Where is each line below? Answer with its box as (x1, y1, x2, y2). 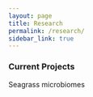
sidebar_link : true (8, 34, 74, 43)
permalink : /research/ (8, 27, 85, 35)
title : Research (8, 19, 63, 27)
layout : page (8, 11, 53, 20)
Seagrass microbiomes (8, 79, 85, 89)
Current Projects (8, 61, 75, 73)
